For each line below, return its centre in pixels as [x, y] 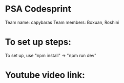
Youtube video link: [45, 75]
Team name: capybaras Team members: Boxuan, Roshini [62, 22]
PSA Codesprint [38, 9]
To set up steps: [38, 42]
